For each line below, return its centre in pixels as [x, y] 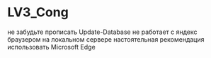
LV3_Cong [38, 12]
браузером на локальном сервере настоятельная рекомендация [106, 39]
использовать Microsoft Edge [51, 47]
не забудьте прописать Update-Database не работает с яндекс [102, 32]
